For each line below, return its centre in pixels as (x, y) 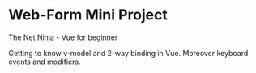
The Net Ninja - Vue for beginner (63, 37)
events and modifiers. (45, 62)
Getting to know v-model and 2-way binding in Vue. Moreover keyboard (128, 53)
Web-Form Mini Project (88, 15)
